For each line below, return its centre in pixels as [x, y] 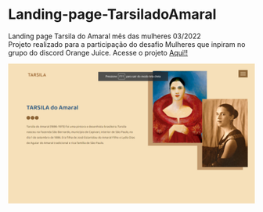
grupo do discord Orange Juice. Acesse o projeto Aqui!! [98, 52]
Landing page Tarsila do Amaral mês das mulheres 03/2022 [104, 36]
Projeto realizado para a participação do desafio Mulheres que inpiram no [127, 44]
